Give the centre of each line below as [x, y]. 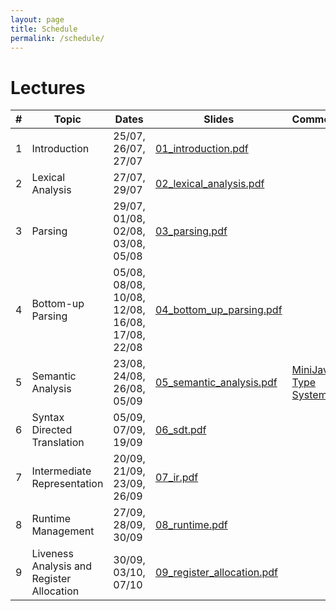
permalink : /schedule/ [57, 38]
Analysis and [62, 566]
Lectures [48, 87]
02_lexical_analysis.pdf [209, 184]
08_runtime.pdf [191, 525]
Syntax [48, 418]
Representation [67, 484]
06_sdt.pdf [180, 430]
